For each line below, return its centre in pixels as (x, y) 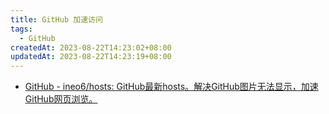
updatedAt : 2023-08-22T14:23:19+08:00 (91, 57)
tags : (21, 29)
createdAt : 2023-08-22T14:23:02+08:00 (91, 47)
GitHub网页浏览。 (61, 99)
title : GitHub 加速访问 (56, 19)
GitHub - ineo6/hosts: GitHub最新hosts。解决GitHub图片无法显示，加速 (171, 87)
